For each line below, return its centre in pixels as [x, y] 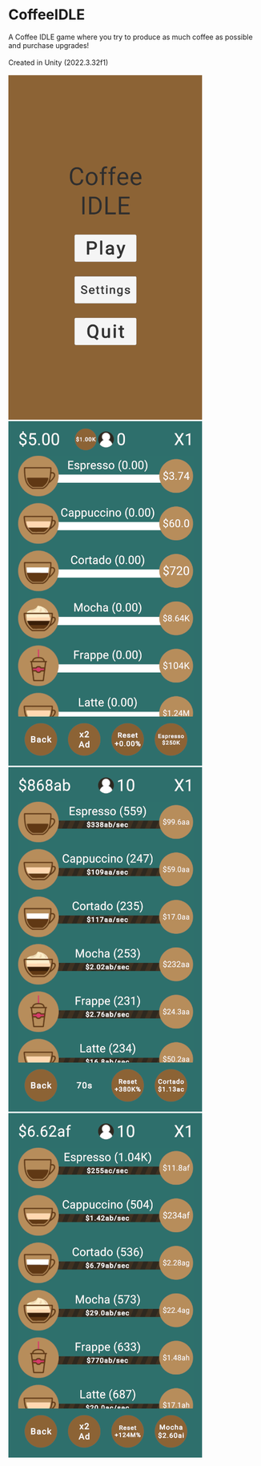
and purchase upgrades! [49, 45]
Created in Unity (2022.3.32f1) [58, 62]
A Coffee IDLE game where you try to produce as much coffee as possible [131, 37]
